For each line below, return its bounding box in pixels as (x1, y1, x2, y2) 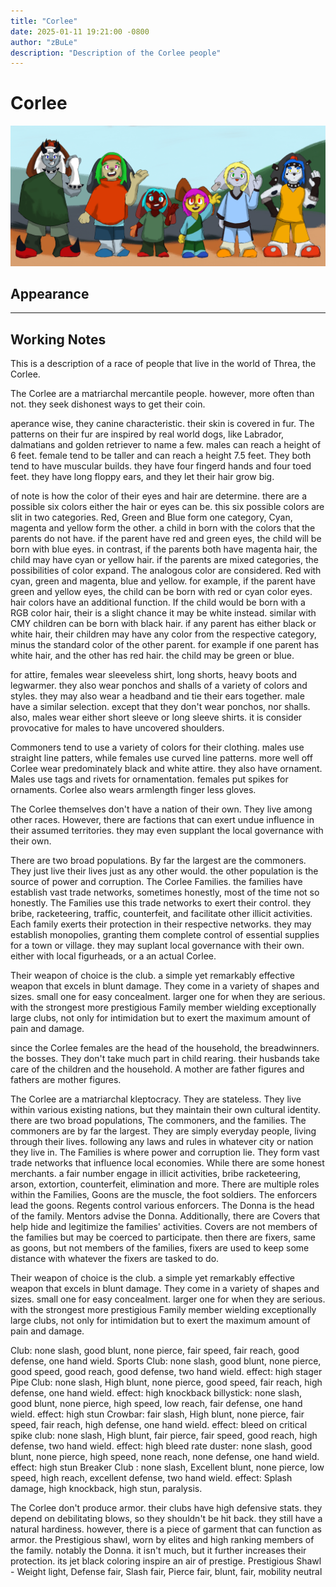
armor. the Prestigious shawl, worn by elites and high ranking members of (10, 1534, 315, 1546)
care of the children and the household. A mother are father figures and (10, 1063, 305, 1075)
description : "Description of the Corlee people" (10, 48, 222, 58)
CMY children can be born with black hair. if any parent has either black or (10, 618, 317, 630)
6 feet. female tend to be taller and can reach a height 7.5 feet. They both (10, 450, 312, 462)
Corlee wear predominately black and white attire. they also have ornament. (10, 763, 323, 775)
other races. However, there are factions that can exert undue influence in (10, 814, 315, 826)
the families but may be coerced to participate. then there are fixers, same (10, 1231, 316, 1244)
